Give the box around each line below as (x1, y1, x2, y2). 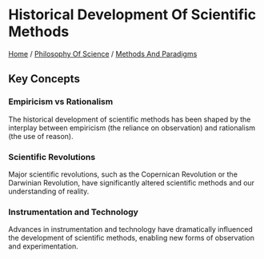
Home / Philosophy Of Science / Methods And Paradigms (8, 49, 198, 58)
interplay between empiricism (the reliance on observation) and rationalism (8, 122, 256, 133)
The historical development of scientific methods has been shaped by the (8, 114, 251, 124)
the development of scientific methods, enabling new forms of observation (8, 233, 254, 243)
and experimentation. (8, 241, 78, 251)
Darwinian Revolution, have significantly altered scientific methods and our (8, 177, 254, 187)
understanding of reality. (8, 186, 90, 196)
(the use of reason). (8, 131, 74, 141)
